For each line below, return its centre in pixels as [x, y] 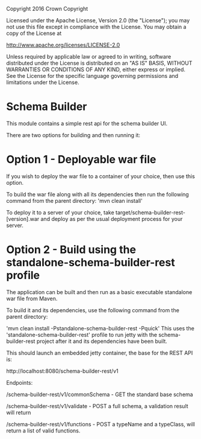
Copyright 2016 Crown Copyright [47, 9]
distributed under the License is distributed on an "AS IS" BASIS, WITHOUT [99, 63]
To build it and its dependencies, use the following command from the [93, 310]
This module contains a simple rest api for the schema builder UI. [87, 123]
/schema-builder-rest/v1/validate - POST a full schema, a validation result [97, 406]
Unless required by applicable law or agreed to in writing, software [89, 56]
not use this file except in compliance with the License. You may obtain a [96, 27]
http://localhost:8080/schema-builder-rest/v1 [62, 371]
